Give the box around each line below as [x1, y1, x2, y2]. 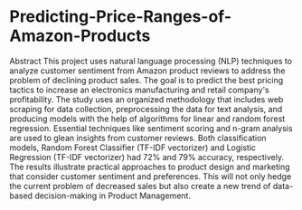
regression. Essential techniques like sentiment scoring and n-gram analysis [9, 122, 293, 133]
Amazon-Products [9, 25, 151, 46]
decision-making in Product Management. [34, 190, 192, 201]
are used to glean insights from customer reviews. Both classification [9, 132, 267, 143]
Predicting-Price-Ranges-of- [9, 6, 232, 27]
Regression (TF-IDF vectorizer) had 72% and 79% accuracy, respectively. [9, 151, 285, 162]
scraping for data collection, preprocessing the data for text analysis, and [9, 103, 283, 114]
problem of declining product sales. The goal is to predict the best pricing [9, 74, 284, 85]
